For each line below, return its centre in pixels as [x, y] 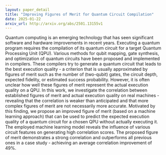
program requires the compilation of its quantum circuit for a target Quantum [83, 48]
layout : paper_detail [28, 10]
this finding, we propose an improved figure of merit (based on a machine [80, 111]
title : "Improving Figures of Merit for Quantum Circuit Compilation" [80, 14]
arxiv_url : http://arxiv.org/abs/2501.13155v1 [54, 24]
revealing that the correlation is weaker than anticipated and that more [77, 101]
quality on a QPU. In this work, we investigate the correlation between [76, 90]
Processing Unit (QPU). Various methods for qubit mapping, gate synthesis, [82, 53]
